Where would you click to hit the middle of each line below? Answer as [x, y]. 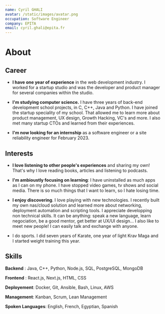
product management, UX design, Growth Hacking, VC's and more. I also [86, 118]
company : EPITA [21, 23]
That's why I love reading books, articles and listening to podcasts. [80, 170]
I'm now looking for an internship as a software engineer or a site [79, 133]
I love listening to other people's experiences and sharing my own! [81, 165]
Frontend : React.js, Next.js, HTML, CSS [46, 278]
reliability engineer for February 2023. [51, 138]
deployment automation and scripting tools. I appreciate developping [82, 210]
